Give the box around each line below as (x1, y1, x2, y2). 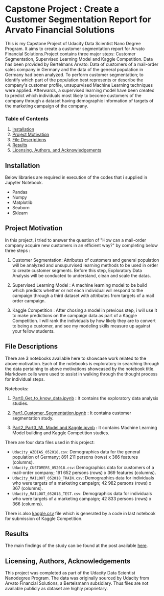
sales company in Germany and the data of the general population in (5, 66, 143, 72)
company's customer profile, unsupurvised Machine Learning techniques (5, 82, 153, 88)
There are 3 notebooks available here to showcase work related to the (5, 355, 146, 361)
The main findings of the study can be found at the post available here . (5, 543, 148, 548)
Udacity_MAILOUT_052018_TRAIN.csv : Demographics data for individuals (12, 474, 154, 481)
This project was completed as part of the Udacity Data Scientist (5, 570, 136, 576)
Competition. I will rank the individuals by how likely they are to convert (12, 318, 156, 323)
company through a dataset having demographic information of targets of (5, 98, 154, 103)
